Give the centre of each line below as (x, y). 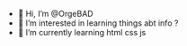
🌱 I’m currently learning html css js (82, 32)
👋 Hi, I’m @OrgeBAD (55, 14)
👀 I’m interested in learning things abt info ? (98, 23)
